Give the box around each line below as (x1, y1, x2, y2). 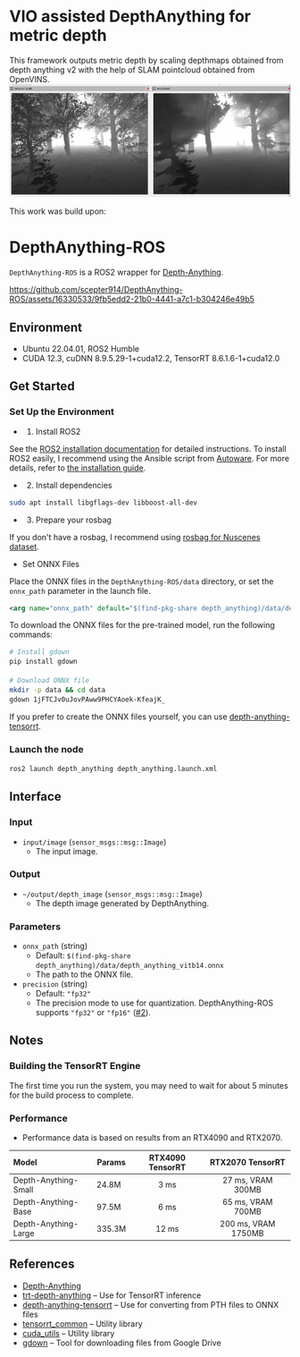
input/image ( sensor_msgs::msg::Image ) (21, 836, 167, 847)
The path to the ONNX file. (35, 969, 134, 980)
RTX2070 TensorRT (209, 1157, 286, 1168)
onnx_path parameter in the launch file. (9, 585, 152, 596)
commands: (9, 629, 54, 640)
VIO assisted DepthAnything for (9, 6, 252, 27)
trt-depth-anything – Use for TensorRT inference (21, 1290, 202, 1301)
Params (96, 1157, 127, 1168)
